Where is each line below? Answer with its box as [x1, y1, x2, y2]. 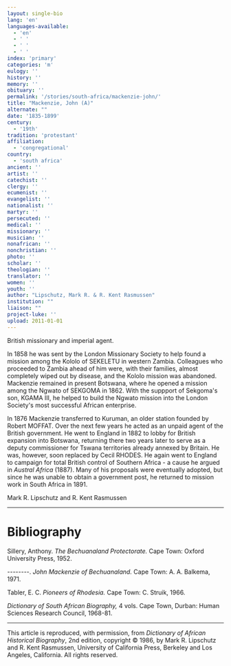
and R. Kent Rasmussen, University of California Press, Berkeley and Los [7, 643, 213, 652]
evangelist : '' [7, 196, 51, 203]
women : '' [7, 279, 36, 286]
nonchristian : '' [7, 247, 57, 254]
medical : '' [7, 221, 41, 228]
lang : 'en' [7, 17, 38, 23]
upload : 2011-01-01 [7, 318, 63, 324]
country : [7, 151, 32, 158]
